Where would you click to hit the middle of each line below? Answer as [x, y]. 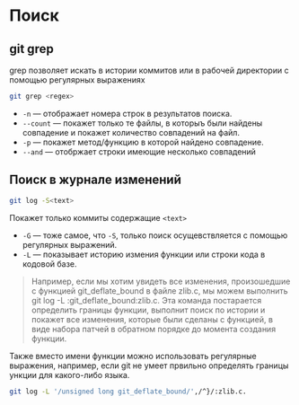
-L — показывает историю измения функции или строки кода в [144, 254]
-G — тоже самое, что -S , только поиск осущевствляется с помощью [155, 235]
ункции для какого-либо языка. [70, 374]
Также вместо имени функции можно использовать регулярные [133, 356]
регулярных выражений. [70, 244]
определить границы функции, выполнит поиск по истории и [148, 310]
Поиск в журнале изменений [96, 180]
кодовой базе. [50, 264]
